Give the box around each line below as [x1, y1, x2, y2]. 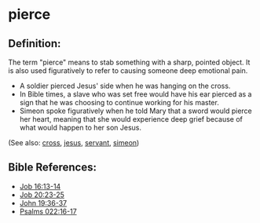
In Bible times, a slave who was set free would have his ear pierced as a [19, 90, 252, 99]
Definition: [8, 37, 61, 50]
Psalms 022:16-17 [19, 207, 77, 216]
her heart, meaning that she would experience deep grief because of [19, 115, 244, 123]
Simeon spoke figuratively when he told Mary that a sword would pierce [19, 106, 253, 115]
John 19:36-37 [19, 198, 68, 207]
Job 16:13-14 [19, 181, 61, 191]
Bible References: [8, 161, 97, 174]
